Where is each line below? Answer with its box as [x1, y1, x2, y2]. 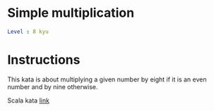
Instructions [7, 52, 81, 67]
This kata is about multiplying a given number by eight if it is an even [7, 75, 207, 84]
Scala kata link [7, 96, 49, 105]
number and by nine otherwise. [7, 82, 98, 91]
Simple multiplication [7, 5, 135, 21]
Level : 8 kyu [7, 28, 49, 35]
